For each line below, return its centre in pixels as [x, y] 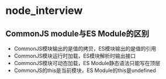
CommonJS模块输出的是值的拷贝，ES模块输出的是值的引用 [85, 49]
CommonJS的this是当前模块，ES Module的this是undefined [85, 70]
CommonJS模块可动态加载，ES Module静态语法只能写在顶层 [87, 63]
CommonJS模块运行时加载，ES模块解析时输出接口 [75, 56]
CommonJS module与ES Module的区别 [77, 33]
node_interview [44, 11]
